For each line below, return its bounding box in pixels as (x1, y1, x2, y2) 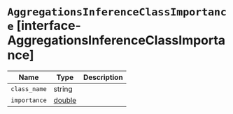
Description (83, 72, 124, 82)
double (53, 95, 77, 105)
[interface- (16, 18, 82, 33)
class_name (10, 85, 47, 92)
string (53, 84, 73, 94)
